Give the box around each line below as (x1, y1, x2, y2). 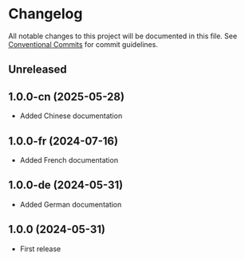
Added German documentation (19, 199, 122, 209)
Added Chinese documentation (19, 111, 123, 120)
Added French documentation (19, 155, 118, 164)
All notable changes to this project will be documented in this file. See (8, 31, 238, 41)
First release (19, 244, 61, 254)
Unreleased (8, 63, 68, 77)
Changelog (8, 5, 83, 23)
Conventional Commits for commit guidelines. (8, 39, 158, 49)
